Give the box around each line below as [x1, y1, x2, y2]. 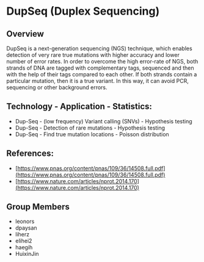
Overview [6, 29, 45, 39]
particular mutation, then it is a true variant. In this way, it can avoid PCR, [6, 78, 189, 84]
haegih [15, 244, 33, 251]
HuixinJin [15, 250, 39, 258]
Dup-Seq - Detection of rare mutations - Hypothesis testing [15, 124, 166, 131]
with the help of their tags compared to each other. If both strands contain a [6, 71, 197, 78]
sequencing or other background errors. [6, 84, 108, 91]
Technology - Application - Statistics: [6, 101, 153, 112]
